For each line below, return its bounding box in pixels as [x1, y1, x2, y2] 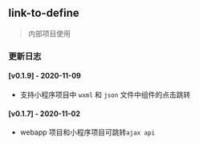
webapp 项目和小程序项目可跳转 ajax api [19, 127, 156, 137]
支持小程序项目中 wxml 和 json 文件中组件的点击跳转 [19, 90, 191, 99]
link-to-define [8, 6, 79, 20]
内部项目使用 [27, 28, 71, 38]
